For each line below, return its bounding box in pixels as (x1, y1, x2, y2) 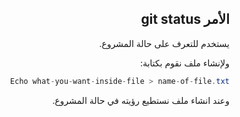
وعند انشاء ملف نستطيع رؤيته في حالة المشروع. (52, 94, 230, 106)
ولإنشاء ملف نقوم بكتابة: (140, 57, 230, 69)
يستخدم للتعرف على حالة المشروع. (98, 37, 230, 49)
